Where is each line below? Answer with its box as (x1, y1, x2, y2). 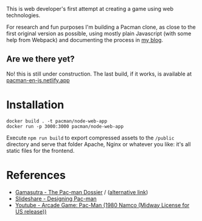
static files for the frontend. (6, 147, 75, 154)
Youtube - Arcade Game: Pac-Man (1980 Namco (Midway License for (15, 201, 190, 209)
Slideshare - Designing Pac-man (15, 195, 97, 202)
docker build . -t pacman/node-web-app (6, 118, 108, 124)
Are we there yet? (6, 54, 75, 65)
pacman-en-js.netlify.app (6, 76, 70, 84)
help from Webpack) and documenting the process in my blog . (6, 37, 163, 43)
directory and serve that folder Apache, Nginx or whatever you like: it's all (6, 140, 191, 148)
